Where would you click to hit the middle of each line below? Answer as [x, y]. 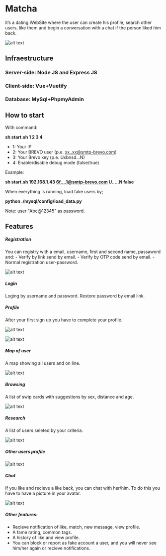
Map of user [18, 350]
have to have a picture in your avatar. [43, 493]
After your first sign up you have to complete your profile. [64, 320]
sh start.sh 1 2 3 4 [24, 137]
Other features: [22, 514]
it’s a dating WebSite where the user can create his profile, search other [79, 22]
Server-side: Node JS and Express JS [51, 73]
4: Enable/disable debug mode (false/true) [56, 162]
